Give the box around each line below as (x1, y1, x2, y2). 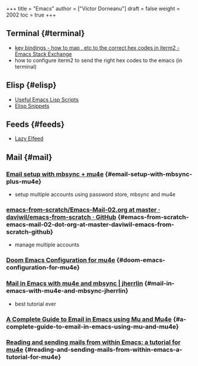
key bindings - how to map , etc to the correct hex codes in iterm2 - (14, 44, 180, 51)
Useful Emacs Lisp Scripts (14, 96, 79, 103)
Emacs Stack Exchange (14, 50, 72, 57)
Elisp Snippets (14, 102, 50, 109)
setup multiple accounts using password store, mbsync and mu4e (14, 191, 176, 198)
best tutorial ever (14, 300, 57, 307)
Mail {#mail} (6, 152, 53, 162)
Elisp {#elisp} (6, 80, 57, 91)
